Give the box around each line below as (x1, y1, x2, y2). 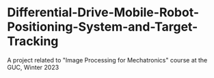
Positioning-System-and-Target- (7, 19, 198, 35)
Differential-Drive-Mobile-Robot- (7, 5, 200, 20)
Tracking (7, 34, 59, 49)
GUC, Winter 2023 (7, 63, 59, 71)
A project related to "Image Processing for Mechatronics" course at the (7, 56, 208, 64)
